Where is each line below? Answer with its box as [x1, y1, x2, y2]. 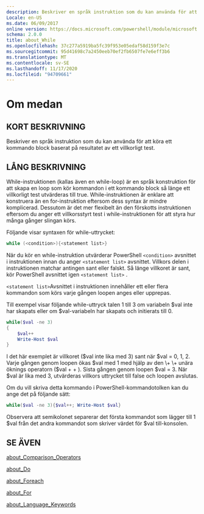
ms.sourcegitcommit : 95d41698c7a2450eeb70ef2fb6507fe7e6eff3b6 [6, 49, 171, 55]
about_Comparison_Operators [6, 454, 81, 460]
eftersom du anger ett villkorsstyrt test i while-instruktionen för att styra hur [6, 211, 196, 218]
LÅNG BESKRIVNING [6, 162, 86, 172]
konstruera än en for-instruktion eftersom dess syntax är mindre [6, 197, 167, 205]
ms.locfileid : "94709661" [6, 71, 72, 77]
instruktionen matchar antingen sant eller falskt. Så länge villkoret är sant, [6, 264, 191, 272]
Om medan [6, 97, 63, 111]
